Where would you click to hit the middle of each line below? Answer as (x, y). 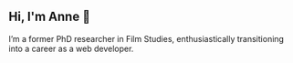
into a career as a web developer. (71, 48)
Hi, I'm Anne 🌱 (49, 17)
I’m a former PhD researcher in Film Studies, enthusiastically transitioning (146, 38)
